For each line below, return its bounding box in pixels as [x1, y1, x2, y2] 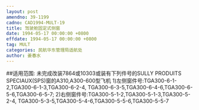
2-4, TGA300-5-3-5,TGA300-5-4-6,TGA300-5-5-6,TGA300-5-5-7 [6, 97, 169, 104]
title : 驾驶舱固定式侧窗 [6, 25, 61, 31]
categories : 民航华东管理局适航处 [6, 47, 83, 53]
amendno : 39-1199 [6, 14, 49, 20]
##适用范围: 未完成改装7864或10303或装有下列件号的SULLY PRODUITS [6, 69, 182, 77]
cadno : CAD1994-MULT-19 [6, 20, 65, 25]
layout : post [6, 8, 39, 15]
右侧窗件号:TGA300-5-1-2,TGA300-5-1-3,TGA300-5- [60, 90, 191, 98]
